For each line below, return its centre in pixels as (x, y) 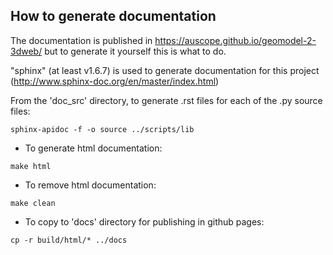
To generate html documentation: (93, 148)
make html (31, 166)
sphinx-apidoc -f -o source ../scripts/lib (102, 129)
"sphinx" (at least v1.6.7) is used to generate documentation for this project (165, 70)
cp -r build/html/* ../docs (69, 240)
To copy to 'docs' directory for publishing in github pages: (144, 221)
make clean (33, 203)
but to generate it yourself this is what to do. (135, 51)
